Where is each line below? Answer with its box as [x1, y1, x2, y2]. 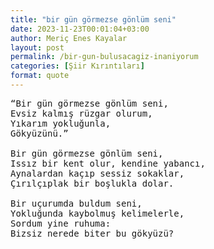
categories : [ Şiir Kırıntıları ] [10, 61, 145, 71]
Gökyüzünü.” [10, 127, 69, 139]
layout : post [10, 42, 65, 53]
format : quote [10, 71, 70, 81]
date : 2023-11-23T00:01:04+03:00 [10, 24, 150, 34]
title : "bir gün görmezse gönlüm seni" [10, 14, 177, 25]
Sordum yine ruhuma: [10, 217, 112, 229]
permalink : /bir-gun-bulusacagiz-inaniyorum [10, 52, 199, 62]
